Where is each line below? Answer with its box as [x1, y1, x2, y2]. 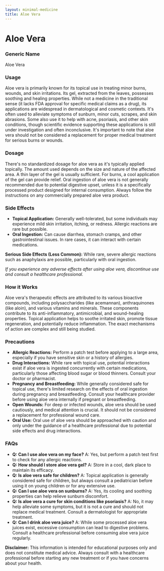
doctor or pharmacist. [12, 376, 56, 382]
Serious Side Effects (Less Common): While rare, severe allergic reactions [5, 251, 157, 257]
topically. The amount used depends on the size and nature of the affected [5, 166, 156, 172]
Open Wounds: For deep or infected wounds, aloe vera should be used [12, 402, 156, 408]
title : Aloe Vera [5, 12, 41, 17]
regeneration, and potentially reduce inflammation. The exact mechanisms [5, 321, 155, 327]
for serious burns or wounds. [5, 137, 64, 143]
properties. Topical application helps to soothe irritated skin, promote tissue [5, 316, 158, 322]
